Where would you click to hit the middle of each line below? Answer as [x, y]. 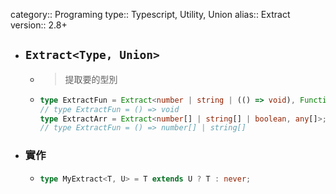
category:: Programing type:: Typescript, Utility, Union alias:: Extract [150, 14]
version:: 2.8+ [39, 25]
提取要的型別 [91, 79]
